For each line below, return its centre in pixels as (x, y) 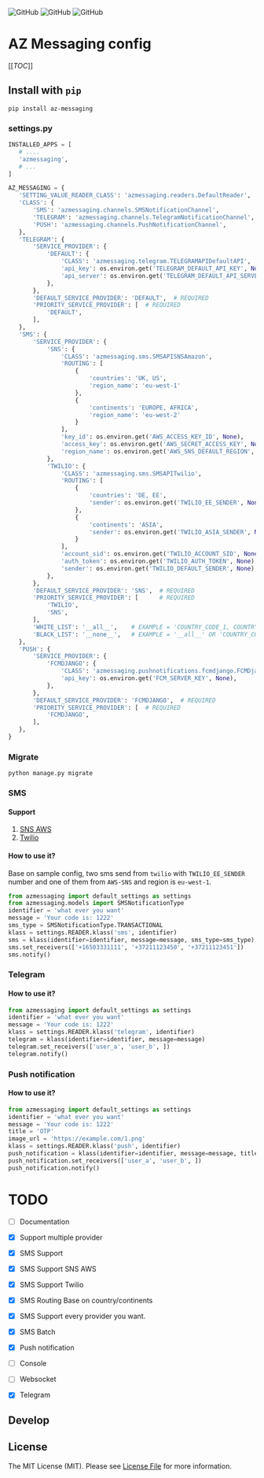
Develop (29, 1420)
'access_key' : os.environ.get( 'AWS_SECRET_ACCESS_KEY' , (154, 445)
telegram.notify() (38, 1054)
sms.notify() (29, 955)
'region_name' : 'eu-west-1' (135, 386)
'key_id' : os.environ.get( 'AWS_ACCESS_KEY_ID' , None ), (152, 437)
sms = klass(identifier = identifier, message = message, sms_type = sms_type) (132, 940)
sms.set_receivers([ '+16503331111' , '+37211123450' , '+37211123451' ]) (126, 947)
